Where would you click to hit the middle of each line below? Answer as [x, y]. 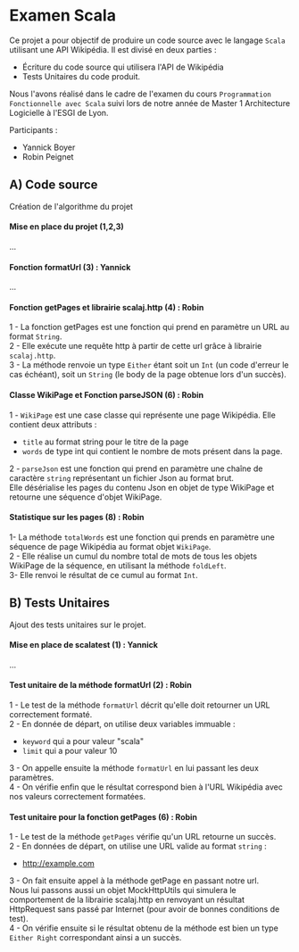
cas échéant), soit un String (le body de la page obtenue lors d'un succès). [148, 375]
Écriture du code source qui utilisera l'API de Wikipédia [123, 67]
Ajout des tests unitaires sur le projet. [78, 625]
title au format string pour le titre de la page [105, 442]
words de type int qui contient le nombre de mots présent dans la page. [152, 451]
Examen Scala [62, 16]
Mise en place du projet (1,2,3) [67, 227]
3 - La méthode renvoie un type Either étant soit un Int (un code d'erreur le [149, 365]
